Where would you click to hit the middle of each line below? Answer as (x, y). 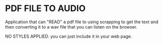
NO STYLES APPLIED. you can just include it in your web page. (69, 36)
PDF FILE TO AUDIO (45, 8)
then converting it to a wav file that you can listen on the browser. (71, 27)
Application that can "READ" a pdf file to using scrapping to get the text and (82, 22)
